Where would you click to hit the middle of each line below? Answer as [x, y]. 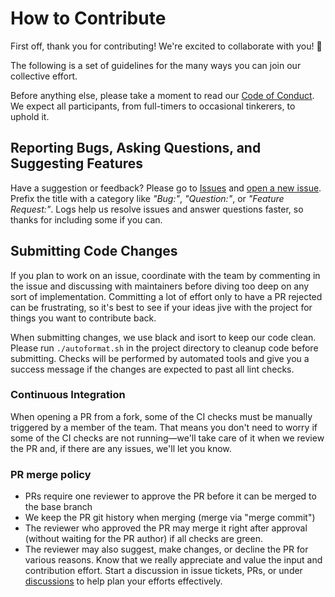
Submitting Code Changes [94, 251]
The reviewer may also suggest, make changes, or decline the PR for [166, 549]
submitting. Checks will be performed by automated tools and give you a [160, 358]
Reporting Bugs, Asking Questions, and [136, 148]
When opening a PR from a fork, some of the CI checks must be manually [161, 416]
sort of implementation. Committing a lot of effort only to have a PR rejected [166, 296]
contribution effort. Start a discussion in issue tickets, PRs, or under [163, 571]
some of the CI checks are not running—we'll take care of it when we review [167, 438]
